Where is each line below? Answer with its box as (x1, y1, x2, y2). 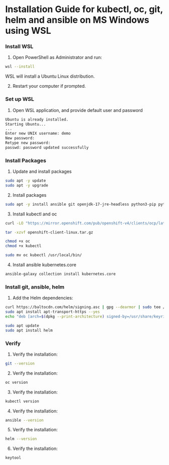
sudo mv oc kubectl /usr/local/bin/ (5, 253, 82, 258)
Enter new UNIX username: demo (5, 131, 71, 136)
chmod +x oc (5, 239, 30, 244)
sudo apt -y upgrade (5, 183, 49, 188)
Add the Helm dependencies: (12, 295, 73, 301)
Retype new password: (5, 140, 51, 146)
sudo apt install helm (5, 328, 53, 333)
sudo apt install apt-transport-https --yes (5, 309, 100, 315)
